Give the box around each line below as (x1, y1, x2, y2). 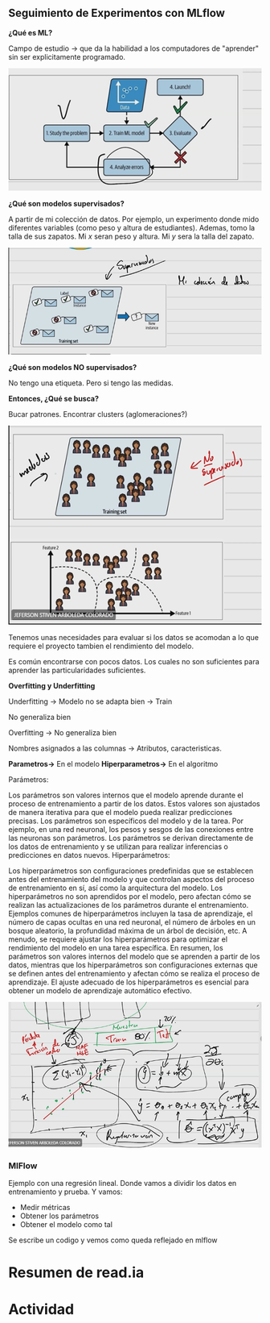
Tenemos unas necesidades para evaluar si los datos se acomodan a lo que (8, 632, 260, 642)
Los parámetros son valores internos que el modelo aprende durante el (8, 790, 243, 800)
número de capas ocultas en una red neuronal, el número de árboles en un (8, 917, 256, 926)
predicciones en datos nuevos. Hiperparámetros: (8, 850, 170, 859)
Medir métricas (19, 1202, 71, 1212)
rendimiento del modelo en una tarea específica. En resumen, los (8, 942, 223, 952)
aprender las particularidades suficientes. (8, 665, 146, 675)
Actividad (8, 1300, 75, 1319)
